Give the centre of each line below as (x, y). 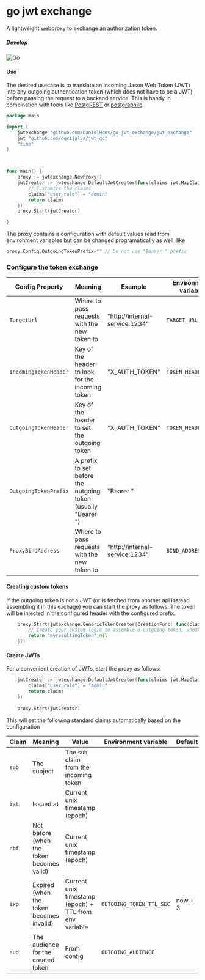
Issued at (46, 804)
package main (23, 116)
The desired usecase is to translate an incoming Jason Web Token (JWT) (98, 85)
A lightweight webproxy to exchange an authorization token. (82, 28)
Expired (44, 885)
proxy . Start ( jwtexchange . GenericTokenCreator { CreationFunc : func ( (103, 624)
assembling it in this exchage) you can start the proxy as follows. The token (101, 606)
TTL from (78, 912)
